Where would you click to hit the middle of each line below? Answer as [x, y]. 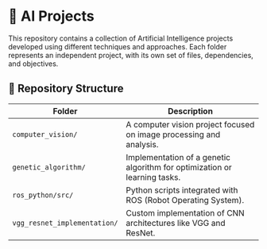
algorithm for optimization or [179, 167]
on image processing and [173, 134]
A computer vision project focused [190, 124]
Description [190, 111]
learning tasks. [153, 177]
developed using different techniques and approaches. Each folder [118, 46]
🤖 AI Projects [51, 16]
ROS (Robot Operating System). [185, 200]
